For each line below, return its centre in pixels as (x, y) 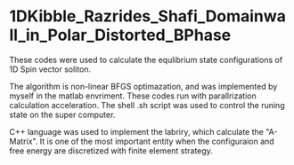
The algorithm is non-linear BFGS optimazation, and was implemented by (143, 86)
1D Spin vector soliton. (50, 69)
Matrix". (24, 141)
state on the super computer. (62, 114)
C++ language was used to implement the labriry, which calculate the (137, 131)
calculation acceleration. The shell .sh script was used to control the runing (147, 105)
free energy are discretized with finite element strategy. (111, 150)
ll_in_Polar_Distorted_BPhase (120, 35)
